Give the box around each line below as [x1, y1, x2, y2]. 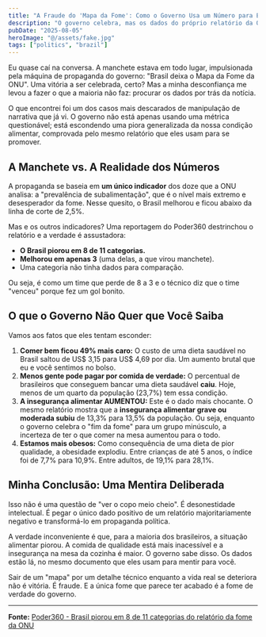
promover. [8, 137, 42, 147]
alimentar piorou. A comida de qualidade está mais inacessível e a [8, 540, 224, 550]
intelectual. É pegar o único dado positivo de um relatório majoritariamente [8, 508, 252, 517]
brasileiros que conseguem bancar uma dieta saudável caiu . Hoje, [19, 379, 236, 389]
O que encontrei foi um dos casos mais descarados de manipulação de [8, 104, 241, 113]
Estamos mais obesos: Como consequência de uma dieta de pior [19, 438, 235, 448]
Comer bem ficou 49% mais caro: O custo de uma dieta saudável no [19, 346, 246, 355]
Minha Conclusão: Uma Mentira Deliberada [8, 478, 225, 492]
